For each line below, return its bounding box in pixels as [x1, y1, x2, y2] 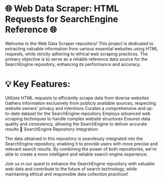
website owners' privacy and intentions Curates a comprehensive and [5, 105, 145, 111]
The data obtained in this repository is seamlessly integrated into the [5, 136, 143, 141]
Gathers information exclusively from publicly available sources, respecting [5, 100, 156, 106]
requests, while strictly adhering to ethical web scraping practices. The [5, 51, 148, 57]
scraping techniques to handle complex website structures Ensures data [5, 115, 150, 121]
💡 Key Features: [5, 79, 71, 90]
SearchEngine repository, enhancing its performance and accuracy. [5, 61, 141, 67]
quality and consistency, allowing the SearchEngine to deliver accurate [5, 121, 147, 127]
